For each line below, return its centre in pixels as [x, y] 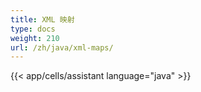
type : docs [33, 29]
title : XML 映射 [42, 19]
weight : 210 [35, 38]
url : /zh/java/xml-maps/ [62, 47]
